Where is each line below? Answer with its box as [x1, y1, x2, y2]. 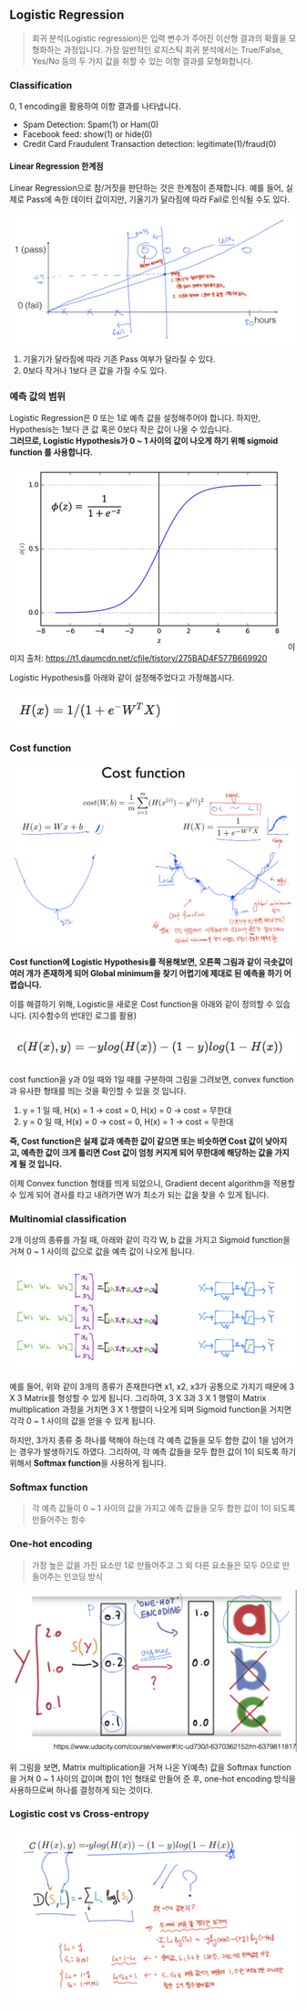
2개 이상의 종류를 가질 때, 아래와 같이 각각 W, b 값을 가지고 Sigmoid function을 [9, 1234, 291, 1245]
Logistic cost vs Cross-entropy [9, 1807, 150, 1820]
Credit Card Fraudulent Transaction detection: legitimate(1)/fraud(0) [22, 139, 277, 150]
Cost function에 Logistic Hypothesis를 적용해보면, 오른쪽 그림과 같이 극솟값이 [9, 956, 293, 967]
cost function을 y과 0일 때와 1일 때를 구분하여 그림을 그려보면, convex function [9, 1073, 294, 1085]
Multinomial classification [9, 1212, 127, 1225]
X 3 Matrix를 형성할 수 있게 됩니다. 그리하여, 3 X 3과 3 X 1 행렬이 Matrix [9, 1392, 267, 1403]
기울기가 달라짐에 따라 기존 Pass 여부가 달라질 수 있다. [22, 353, 216, 364]
